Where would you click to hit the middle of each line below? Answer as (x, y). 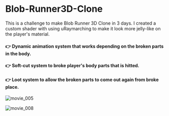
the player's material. (27, 34)
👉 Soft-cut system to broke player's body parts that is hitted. (72, 66)
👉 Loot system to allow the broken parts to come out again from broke (82, 80)
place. (12, 87)
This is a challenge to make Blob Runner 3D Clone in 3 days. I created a (81, 23)
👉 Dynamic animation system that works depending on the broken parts (84, 46)
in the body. (18, 53)
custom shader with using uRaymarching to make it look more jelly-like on (83, 28)
